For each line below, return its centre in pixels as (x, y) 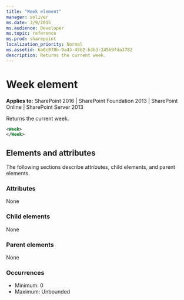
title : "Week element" (34, 11)
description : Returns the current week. (56, 55)
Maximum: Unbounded (42, 292)
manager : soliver (27, 17)
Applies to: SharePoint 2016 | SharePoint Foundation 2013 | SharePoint (92, 101)
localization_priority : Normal (44, 45)
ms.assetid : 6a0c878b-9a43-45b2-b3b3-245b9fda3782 (69, 50)
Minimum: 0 (29, 285)
